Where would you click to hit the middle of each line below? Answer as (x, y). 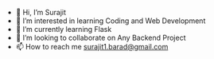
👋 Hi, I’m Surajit (41, 12)
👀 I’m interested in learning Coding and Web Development (111, 21)
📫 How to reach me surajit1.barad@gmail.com (92, 47)
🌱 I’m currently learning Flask (64, 29)
